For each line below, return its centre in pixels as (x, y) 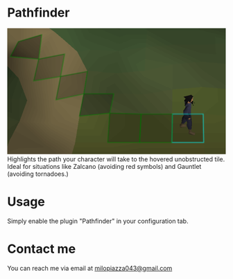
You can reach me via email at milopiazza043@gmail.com (90, 268)
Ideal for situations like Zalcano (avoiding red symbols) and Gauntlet (104, 166)
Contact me (42, 249)
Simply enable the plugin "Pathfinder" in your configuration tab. (98, 221)
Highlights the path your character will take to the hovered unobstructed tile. (116, 159)
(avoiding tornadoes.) (38, 174)
